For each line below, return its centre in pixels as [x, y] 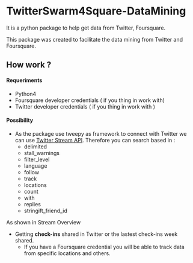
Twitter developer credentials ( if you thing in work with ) [85, 106]
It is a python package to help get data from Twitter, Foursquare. [86, 28]
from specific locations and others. [67, 253]
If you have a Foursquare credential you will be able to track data [104, 247]
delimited [35, 147]
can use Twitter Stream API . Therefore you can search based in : [95, 140]
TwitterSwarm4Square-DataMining [96, 11]
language [35, 166]
